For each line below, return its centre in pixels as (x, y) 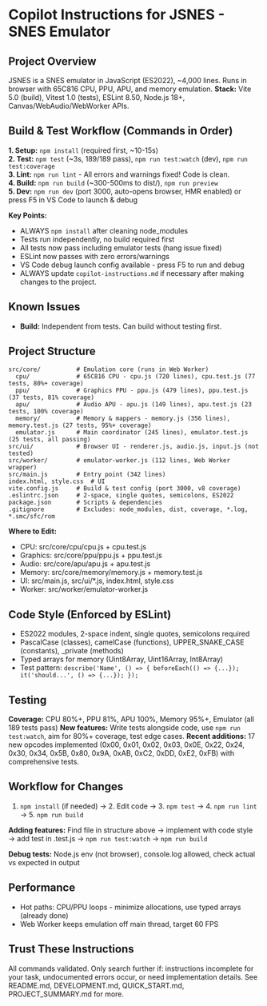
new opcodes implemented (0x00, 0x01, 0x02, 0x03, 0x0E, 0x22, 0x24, (127, 745)
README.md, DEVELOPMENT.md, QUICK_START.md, (96, 985)
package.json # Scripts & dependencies (85, 503)
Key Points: (28, 215)
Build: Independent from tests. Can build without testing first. (121, 326)
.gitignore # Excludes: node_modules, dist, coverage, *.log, (128, 509)
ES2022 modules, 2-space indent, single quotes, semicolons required (135, 634)
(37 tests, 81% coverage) (51, 397)
